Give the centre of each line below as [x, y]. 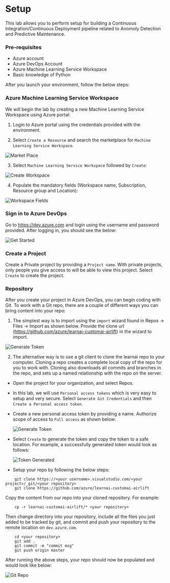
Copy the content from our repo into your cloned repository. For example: [82, 498]
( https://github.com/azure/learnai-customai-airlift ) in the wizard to [82, 331]
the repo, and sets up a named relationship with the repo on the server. [87, 373]
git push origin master [40, 550]
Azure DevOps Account [38, 64]
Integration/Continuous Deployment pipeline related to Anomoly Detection [83, 28]
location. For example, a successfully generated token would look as [85, 445]
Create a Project [26, 253]
